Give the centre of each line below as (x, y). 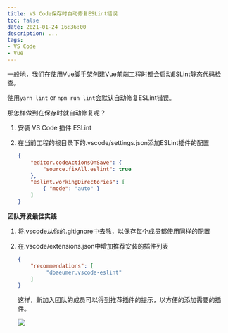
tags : (15, 40)
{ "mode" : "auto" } (72, 189)
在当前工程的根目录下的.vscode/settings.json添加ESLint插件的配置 (113, 142)
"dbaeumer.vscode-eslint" (84, 272)
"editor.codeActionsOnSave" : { (76, 163)
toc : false (23, 20)
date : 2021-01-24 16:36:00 (47, 27)
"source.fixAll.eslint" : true (87, 169)
